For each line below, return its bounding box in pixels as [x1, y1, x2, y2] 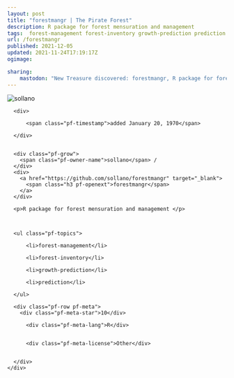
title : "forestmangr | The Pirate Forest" [7, 17, 132, 24]
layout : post [7, 10, 45, 17]
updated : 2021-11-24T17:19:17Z [7, 50, 98, 57]
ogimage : [7, 56, 33, 63]
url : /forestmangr [7, 36, 61, 43]
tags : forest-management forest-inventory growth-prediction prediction [7, 29, 226, 37]
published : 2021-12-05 [7, 43, 73, 50]
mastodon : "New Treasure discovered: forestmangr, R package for [19, 75, 214, 82]
